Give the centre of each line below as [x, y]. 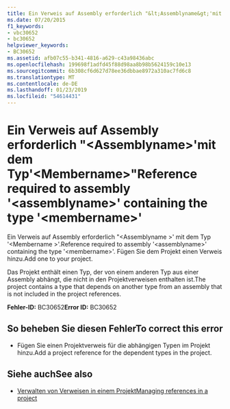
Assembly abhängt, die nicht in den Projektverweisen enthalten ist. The [106, 279]
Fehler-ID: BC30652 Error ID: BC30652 [62, 307]
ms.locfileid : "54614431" [44, 97]
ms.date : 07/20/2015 [37, 20]
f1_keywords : [26, 26]
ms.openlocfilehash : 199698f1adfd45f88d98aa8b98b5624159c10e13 [99, 65]
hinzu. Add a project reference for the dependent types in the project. [114, 352]
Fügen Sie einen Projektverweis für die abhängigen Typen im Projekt [114, 345]
